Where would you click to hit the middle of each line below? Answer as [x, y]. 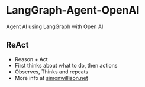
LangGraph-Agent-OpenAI [73, 10]
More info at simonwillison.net [51, 78]
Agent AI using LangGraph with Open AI [55, 26]
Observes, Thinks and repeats [51, 72]
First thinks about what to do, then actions [66, 65]
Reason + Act [31, 59]
